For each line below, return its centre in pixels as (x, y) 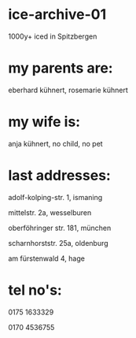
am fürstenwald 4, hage (46, 258)
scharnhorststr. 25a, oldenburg (58, 243)
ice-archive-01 (57, 15)
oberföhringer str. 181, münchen (60, 228)
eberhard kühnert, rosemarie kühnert (68, 90)
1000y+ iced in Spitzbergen (53, 36)
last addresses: (60, 176)
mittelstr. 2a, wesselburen (50, 212)
